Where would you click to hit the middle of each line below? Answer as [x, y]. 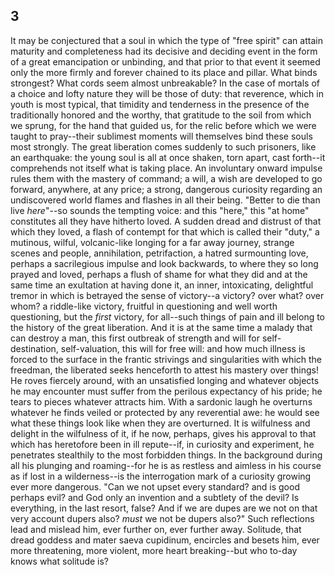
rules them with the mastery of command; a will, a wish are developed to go [166, 178]
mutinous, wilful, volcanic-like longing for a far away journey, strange [152, 242]
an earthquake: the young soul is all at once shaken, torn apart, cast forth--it [168, 157]
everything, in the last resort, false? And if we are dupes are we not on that [164, 508]
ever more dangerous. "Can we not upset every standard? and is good [155, 486]
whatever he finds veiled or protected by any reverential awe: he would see [165, 412]
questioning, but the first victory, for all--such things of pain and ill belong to [168, 316]
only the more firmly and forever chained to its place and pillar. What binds [164, 72]
